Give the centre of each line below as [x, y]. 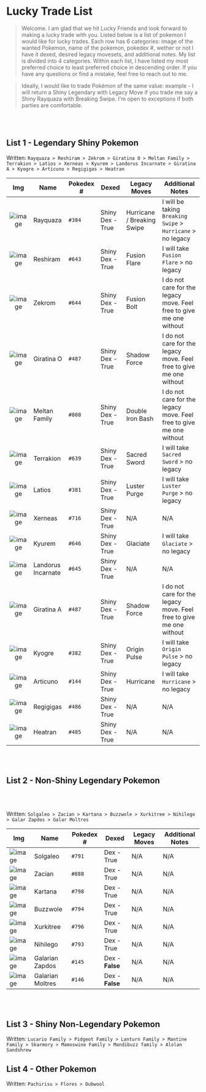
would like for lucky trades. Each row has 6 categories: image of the [107, 41]
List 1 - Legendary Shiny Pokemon [73, 143]
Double [136, 411]
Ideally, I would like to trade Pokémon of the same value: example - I [108, 86]
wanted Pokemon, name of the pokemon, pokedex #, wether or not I [108, 48]
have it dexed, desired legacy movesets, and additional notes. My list [108, 54]
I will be [173, 202]
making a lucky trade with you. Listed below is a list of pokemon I [104, 34]
